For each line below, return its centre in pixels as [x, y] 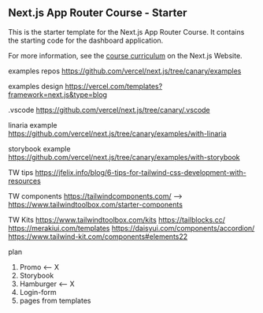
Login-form [38, 292]
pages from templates [55, 300]
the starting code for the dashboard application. [86, 40]
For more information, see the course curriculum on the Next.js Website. [125, 55]
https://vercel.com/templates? [114, 86]
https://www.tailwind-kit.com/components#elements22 [98, 237]
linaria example [33, 125]
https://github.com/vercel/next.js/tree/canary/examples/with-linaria [117, 133]
